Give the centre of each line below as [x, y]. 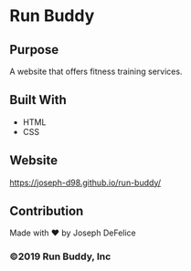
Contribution [47, 211]
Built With [38, 100]
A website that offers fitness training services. [96, 71]
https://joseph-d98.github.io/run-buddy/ [85, 182]
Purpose [34, 50]
